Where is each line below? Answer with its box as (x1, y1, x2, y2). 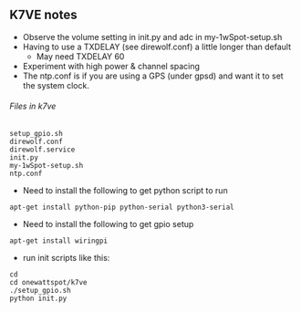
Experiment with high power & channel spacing (22, 60, 201, 71)
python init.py (9, 294, 67, 304)
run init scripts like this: (22, 253, 110, 264)
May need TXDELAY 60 (36, 50, 125, 62)
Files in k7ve (9, 100, 57, 112)
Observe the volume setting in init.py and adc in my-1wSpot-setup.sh (22, 31, 283, 42)
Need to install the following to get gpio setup (22, 219, 194, 230)
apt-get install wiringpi (9, 236, 108, 245)
